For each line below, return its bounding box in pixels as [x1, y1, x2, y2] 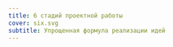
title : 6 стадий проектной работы [8, 11, 124, 20]
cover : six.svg [8, 19, 59, 27]
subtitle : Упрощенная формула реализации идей [8, 26, 166, 34]
